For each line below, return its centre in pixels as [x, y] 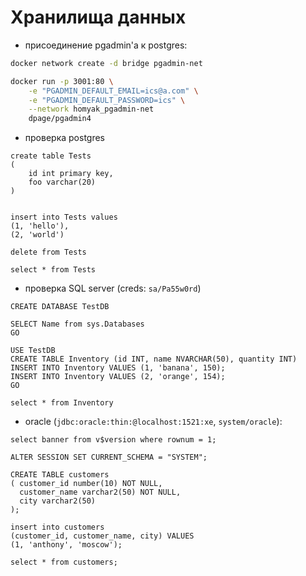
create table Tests [51, 156]
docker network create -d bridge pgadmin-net [106, 63]
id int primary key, [71, 174]
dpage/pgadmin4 [60, 119]
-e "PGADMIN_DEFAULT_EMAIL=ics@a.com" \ [113, 91]
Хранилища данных [98, 17]
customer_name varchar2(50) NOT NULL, [100, 492]
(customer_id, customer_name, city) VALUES [102, 536]
